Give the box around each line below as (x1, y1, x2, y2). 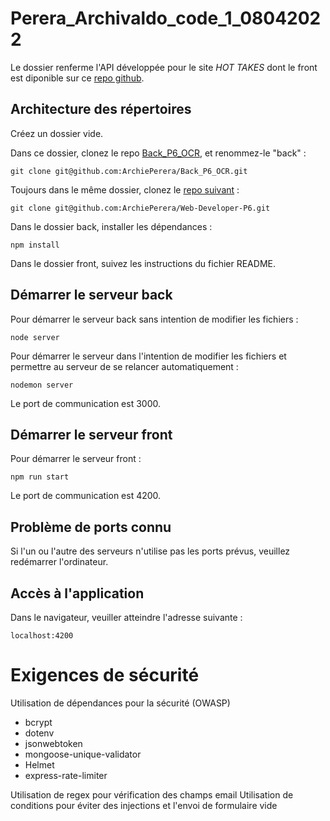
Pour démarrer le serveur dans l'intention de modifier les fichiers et (10, 350, 287, 362)
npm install (10, 240, 60, 250)
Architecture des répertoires (10, 101, 192, 118)
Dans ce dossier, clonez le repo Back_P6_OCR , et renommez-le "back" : (10, 147, 307, 159)
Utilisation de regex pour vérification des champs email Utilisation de (10, 788, 294, 801)
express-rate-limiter (24, 769, 108, 781)
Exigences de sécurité (10, 664, 200, 687)
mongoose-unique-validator (24, 748, 142, 760)
